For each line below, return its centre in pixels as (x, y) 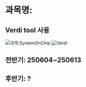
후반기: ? (18, 78)
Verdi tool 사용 (27, 30)
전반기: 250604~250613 (43, 60)
